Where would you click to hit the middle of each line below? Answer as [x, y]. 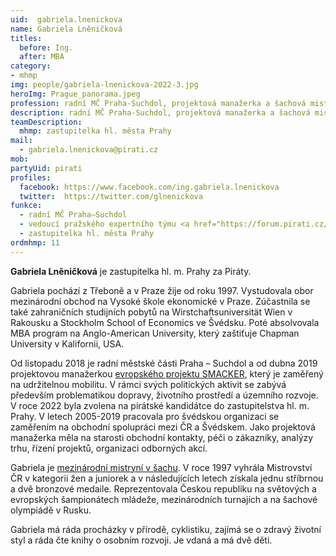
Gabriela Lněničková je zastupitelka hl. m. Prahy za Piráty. [131, 271]
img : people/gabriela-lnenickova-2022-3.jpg [104, 85]
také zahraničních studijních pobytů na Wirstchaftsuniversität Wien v [151, 312]
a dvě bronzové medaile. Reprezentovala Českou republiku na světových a [163, 488]
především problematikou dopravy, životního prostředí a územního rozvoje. [164, 395]
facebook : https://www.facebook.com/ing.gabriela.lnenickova [149, 187]
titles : [26, 38]
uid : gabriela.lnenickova [66, 19]
